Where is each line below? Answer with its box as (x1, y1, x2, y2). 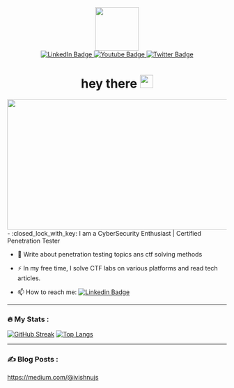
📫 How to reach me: (17, 288, 77, 296)
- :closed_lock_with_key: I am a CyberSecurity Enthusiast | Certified (7, 229, 202, 237)
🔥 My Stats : (7, 314, 49, 324)
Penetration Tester (7, 236, 61, 245)
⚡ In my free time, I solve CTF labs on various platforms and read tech (17, 264, 218, 272)
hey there (81, 76, 138, 92)
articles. (17, 274, 41, 282)
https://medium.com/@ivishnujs (7, 373, 99, 381)
